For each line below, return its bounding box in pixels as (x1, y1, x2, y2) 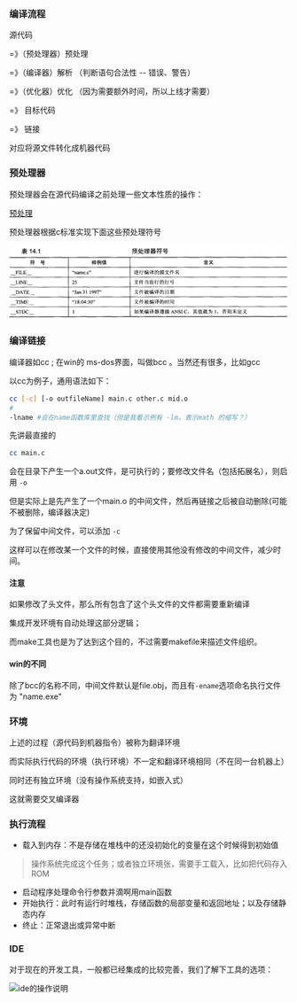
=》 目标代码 (9, 105, 56, 116)
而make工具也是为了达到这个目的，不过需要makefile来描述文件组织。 (9, 636, 262, 648)
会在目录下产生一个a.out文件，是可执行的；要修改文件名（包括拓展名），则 (9, 466, 281, 477)
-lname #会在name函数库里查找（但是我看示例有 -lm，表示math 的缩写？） (9, 413, 251, 422)
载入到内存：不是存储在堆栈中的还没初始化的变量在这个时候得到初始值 (21, 840, 279, 851)
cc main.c (9, 449, 46, 458)
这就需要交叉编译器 (9, 793, 80, 804)
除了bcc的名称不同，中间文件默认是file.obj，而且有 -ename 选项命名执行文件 (9, 680, 282, 690)
